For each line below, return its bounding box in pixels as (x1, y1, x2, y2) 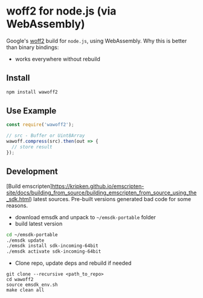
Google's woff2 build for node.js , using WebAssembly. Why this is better (6, 37, 187, 44)
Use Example (6, 106, 57, 116)
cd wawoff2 (6, 277, 34, 283)
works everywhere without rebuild (14, 55, 101, 62)
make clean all (6, 287, 45, 293)
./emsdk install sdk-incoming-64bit (6, 243, 98, 249)
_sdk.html (6, 195, 30, 202)
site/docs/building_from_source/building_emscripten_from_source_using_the (6, 189, 197, 196)
